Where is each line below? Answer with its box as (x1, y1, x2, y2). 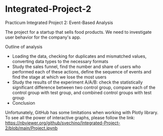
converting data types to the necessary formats (12, 58, 109, 64)
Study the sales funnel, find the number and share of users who (12, 64, 141, 69)
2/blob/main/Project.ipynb (5, 125, 58, 131)
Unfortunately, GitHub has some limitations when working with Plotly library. (5, 109, 159, 115)
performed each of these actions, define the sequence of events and (12, 68, 152, 74)
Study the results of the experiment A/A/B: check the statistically (12, 79, 143, 85)
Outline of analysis (5, 44, 43, 49)
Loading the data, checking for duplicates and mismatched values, (12, 53, 147, 59)
